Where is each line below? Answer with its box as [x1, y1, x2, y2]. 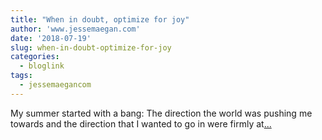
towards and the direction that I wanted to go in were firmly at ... [10, 117, 272, 130]
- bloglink [19, 61, 65, 71]
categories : [10, 52, 60, 62]
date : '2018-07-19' [10, 33, 92, 43]
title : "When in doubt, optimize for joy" [10, 14, 190, 25]
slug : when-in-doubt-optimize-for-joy [10, 42, 172, 53]
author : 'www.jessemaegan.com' [10, 24, 141, 34]
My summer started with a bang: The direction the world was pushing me [10, 107, 313, 119]
